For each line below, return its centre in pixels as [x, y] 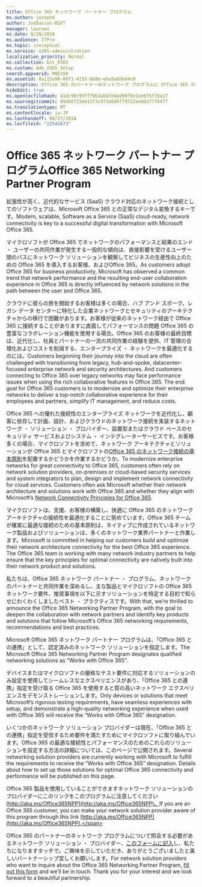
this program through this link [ [44, 817]
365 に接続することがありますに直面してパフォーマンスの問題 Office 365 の [100, 326]
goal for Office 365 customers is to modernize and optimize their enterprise [100, 388]
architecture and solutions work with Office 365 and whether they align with [100, 491]
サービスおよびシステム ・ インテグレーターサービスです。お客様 [114, 436]
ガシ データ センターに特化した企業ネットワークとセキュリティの [87, 311]
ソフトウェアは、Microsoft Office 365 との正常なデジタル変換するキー [103, 209]
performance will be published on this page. [61, 776]
